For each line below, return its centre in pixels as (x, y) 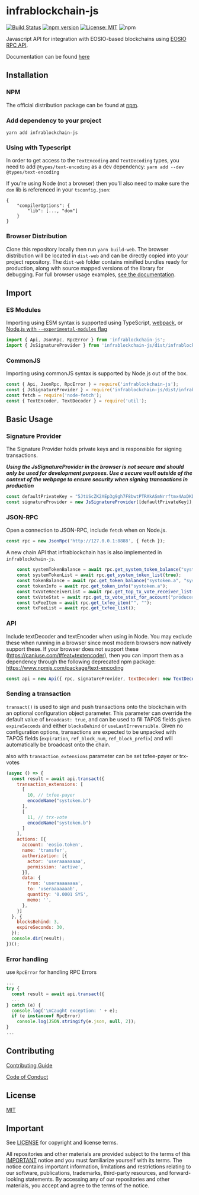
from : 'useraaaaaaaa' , (55, 884)
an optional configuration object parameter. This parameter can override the (99, 713)
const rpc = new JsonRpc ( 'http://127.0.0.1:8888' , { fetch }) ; (86, 541)
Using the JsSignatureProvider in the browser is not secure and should (95, 467)
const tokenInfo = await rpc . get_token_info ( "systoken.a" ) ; (92, 586)
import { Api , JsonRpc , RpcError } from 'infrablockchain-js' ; (86, 340)
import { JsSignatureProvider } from (53, 346)
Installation (27, 75)
